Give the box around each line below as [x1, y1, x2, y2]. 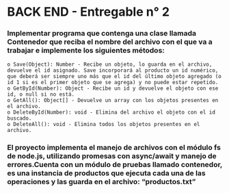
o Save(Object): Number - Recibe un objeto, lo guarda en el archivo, [7, 61, 213, 68]
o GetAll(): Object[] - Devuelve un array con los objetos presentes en [7, 97, 219, 104]
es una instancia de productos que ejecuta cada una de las [7, 168, 206, 178]
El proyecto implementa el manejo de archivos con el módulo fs [7, 143, 221, 153]
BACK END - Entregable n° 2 [7, 4, 170, 20]
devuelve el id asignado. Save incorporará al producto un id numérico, [7, 67, 219, 74]
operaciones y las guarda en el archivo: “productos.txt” [7, 177, 196, 187]
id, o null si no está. [7, 91, 75, 98]
